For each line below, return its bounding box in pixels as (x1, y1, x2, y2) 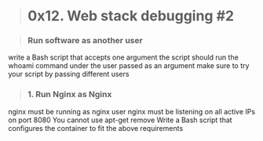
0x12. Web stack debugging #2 (27, 7, 234, 25)
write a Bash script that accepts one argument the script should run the (8, 52, 239, 62)
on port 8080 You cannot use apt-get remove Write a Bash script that (8, 115, 233, 125)
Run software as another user (27, 35, 143, 46)
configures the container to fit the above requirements (8, 123, 184, 132)
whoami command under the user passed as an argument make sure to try (8, 61, 250, 70)
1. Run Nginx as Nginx (27, 89, 112, 100)
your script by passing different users (8, 70, 130, 79)
